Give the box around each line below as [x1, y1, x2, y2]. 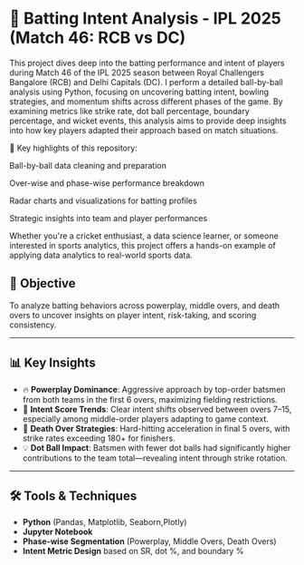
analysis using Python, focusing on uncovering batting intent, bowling [9, 86, 270, 97]
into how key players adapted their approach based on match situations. [9, 124, 279, 135]
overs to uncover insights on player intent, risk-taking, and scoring [9, 309, 257, 320]
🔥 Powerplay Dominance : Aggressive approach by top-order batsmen [22, 384, 286, 395]
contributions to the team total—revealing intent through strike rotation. [22, 453, 288, 463]
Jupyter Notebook [22, 526, 93, 538]
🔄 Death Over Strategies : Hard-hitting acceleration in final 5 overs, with [22, 423, 290, 433]
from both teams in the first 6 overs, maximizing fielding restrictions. [22, 394, 278, 404]
